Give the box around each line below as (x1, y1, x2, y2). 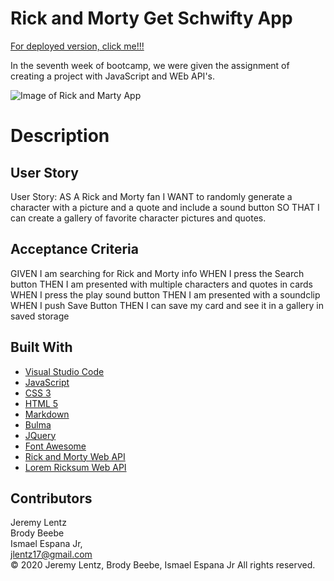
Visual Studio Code (24, 365, 105, 377)
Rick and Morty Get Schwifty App (10, 7, 293, 30)
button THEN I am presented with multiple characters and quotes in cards (10, 278, 313, 290)
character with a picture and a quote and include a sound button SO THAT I (10, 201, 320, 213)
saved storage (10, 310, 70, 322)
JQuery (24, 429, 57, 441)
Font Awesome (24, 440, 87, 452)
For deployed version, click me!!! (10, 40, 145, 52)
